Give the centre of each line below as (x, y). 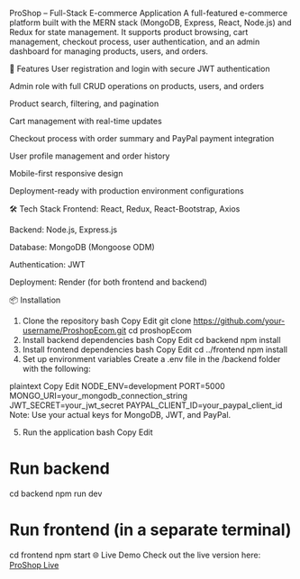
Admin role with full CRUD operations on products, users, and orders (136, 86)
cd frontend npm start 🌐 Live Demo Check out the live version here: (135, 555)
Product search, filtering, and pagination (84, 104)
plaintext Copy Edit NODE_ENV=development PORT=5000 (117, 386)
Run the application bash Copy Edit (87, 432)
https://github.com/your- (239, 321)
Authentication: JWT (47, 264)
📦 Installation (35, 300)
